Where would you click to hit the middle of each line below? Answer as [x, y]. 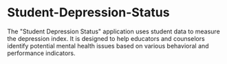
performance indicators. [41, 53]
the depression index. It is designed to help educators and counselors [106, 38]
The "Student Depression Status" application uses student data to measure [113, 31]
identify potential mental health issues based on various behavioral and [108, 46]
